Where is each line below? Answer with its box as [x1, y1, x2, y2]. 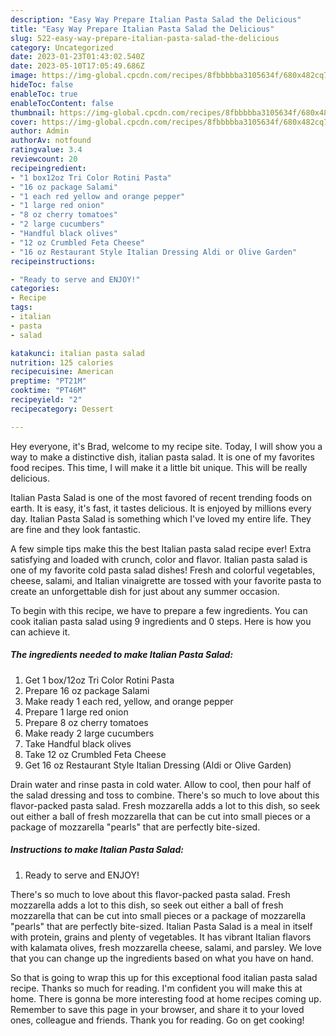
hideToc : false [10, 80, 74, 90]
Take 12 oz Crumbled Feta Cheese [24, 748, 167, 760]
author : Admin [10, 126, 70, 136]
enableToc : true [10, 89, 78, 99]
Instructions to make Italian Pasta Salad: [10, 844, 184, 856]
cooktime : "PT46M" [10, 386, 87, 396]
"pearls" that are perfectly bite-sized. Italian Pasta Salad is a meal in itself [10, 920, 313, 932]
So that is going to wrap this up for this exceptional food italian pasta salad [10, 971, 318, 983]
